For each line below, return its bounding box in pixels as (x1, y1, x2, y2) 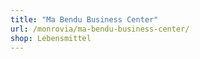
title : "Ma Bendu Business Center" (10, 14, 159, 25)
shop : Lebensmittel (10, 33, 92, 43)
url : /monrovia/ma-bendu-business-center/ (10, 24, 190, 34)
